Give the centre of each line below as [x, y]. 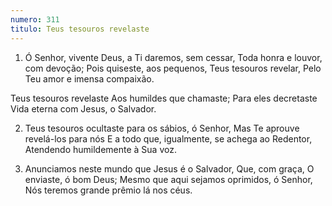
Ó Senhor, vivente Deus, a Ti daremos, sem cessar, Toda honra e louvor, [173, 57]
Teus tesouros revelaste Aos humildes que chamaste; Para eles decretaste [164, 98]
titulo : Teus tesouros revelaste [80, 29]
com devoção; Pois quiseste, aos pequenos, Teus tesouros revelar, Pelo [173, 68]
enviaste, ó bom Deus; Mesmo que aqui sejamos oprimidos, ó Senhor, [168, 179]
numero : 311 [35, 19]
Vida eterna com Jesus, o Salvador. [83, 108]
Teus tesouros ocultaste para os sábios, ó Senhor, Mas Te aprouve [162, 128]
